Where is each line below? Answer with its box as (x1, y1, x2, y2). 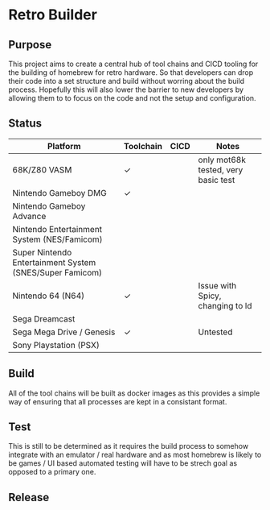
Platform (47, 140, 82, 151)
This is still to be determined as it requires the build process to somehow (8, 442, 249, 451)
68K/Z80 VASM (12, 164, 72, 175)
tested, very (198, 164, 243, 175)
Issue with (198, 280, 237, 291)
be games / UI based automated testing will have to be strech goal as (8, 458, 238, 468)
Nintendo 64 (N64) (12, 290, 85, 301)
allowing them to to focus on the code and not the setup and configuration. (8, 93, 256, 102)
